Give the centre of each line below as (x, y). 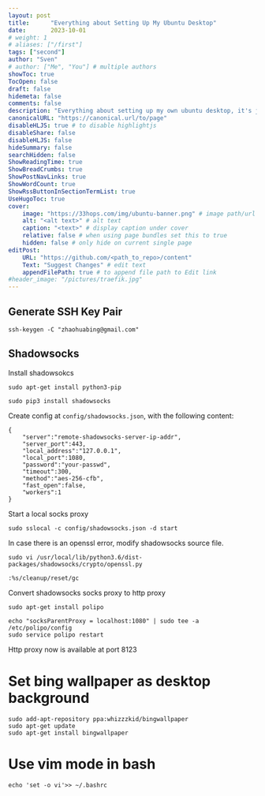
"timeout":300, (47, 471)
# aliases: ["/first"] (45, 45)
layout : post (30, 15)
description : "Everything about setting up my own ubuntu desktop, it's (130, 111)
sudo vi (21, 557)
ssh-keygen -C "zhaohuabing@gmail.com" (74, 329)
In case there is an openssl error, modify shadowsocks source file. (116, 543)
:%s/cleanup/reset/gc (44, 578)
